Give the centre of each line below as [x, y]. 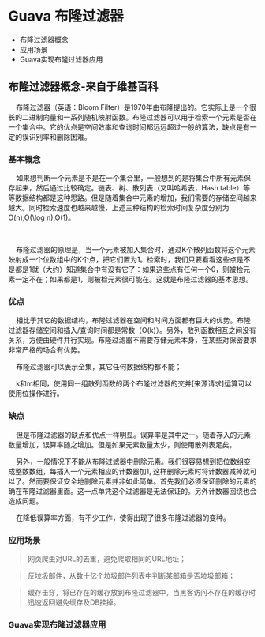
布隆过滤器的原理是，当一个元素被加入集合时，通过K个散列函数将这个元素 [136, 250]
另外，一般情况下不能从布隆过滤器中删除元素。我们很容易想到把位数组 [130, 461]
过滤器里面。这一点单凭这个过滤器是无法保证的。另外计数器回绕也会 [146, 491]
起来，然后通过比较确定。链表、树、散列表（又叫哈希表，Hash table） [129, 188]
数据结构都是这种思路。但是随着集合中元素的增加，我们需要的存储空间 [129, 198]
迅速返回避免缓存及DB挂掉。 [74, 602]
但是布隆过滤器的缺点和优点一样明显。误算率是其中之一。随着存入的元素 [133, 435]
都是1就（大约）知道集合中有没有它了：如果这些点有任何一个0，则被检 [129, 269]
